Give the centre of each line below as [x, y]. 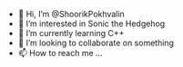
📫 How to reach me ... [60, 53]
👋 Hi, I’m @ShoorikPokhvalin [71, 14]
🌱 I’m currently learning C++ [71, 33]
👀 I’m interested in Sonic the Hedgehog [91, 24]
